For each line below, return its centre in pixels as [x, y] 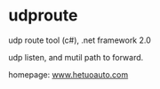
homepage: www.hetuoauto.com [68, 74]
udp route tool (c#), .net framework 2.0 [80, 40]
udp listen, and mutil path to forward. [76, 57]
